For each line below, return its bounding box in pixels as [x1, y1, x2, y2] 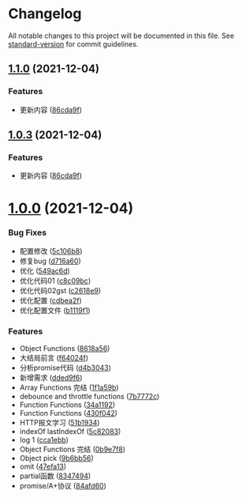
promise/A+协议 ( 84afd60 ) [19, 481, 106, 491]
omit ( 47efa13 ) [19, 462, 67, 471]
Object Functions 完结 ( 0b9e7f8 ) [19, 444, 126, 455]
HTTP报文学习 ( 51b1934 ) [19, 418, 100, 428]
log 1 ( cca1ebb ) [19, 436, 69, 445]
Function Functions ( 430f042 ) [19, 409, 118, 418]
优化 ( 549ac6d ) [19, 266, 71, 275]
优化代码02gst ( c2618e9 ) [19, 285, 102, 295]
